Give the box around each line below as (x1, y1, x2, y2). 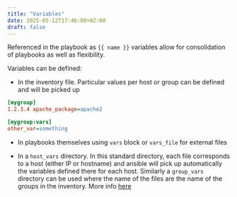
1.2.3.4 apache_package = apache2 (7, 106, 103, 113)
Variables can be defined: (7, 64, 83, 73)
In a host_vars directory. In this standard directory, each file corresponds (17, 152, 231, 160)
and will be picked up (17, 86, 80, 94)
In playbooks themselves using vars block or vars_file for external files (17, 137, 228, 146)
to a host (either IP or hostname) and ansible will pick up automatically (17, 159, 223, 167)
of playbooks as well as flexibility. (7, 50, 105, 59)
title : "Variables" (7, 10, 65, 18)
